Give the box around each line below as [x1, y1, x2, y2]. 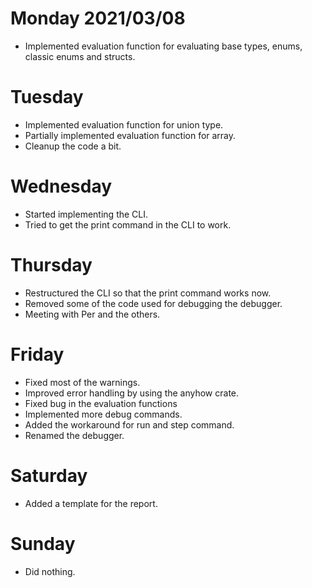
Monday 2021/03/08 [10, 7, 186, 30]
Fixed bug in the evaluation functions [24, 397, 178, 409]
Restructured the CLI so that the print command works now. [24, 287, 272, 299]
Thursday [10, 254, 93, 276]
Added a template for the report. [24, 497, 158, 509]
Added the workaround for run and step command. [24, 418, 235, 431]
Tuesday [10, 86, 84, 109]
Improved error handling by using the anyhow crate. [24, 387, 240, 399]
